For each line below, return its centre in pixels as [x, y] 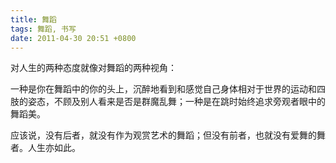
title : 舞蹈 [33, 19]
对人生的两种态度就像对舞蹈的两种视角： [93, 68]
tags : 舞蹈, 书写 [43, 29]
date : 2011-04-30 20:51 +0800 [73, 38]
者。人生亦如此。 [45, 148]
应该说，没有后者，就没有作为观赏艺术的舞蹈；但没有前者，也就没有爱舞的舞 [168, 135]
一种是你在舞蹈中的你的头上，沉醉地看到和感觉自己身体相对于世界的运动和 [163, 89]
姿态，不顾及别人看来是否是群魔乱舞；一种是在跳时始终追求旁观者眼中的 [176, 102]
